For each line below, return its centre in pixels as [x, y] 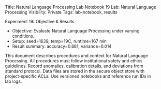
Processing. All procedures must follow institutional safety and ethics [74, 61]
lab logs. [14, 81]
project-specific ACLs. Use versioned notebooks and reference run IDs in [78, 76]
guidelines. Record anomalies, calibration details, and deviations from [74, 66]
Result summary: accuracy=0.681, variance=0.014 [62, 46]
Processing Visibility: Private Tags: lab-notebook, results [61, 12]
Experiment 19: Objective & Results [40, 22]
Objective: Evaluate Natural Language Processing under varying [76, 31]
